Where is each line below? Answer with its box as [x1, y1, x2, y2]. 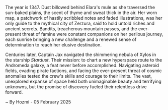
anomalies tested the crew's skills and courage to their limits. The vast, [5, 73, 152, 79]
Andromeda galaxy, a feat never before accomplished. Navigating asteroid [5, 63, 159, 68]
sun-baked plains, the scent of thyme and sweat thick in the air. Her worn [5, 10, 157, 16]
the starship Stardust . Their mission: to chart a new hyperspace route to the [5, 57, 162, 63]
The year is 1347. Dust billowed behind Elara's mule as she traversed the [5, 5, 155, 10]
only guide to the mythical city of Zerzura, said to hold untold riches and [5, 20, 155, 26]
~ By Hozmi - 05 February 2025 [5, 99, 71, 105]
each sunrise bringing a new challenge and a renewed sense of [5, 36, 137, 42]
